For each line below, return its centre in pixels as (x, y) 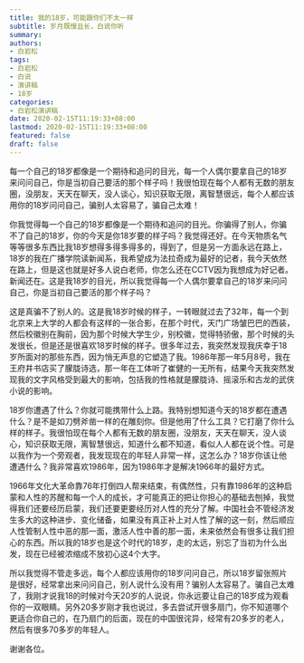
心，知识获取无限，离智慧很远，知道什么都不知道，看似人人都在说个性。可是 (152, 444)
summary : (26, 34)
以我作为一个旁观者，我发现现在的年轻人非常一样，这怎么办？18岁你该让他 (148, 455)
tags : (19, 60)
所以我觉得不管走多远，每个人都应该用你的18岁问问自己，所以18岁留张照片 (148, 572)
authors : (26, 43)
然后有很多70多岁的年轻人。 (62, 629)
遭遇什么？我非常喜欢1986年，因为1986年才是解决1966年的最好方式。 (139, 466)
